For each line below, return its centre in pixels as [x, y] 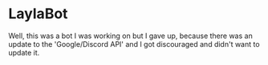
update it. [24, 52]
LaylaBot [38, 14]
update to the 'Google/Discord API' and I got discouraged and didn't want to [134, 44]
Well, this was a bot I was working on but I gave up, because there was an [130, 36]
